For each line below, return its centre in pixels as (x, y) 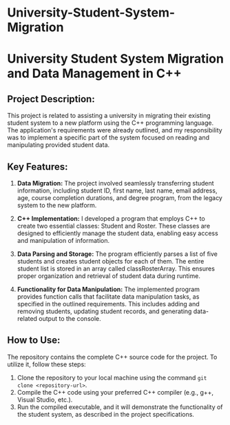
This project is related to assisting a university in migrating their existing (109, 116)
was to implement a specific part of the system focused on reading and (108, 138)
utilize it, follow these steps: (46, 364)
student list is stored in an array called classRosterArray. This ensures (116, 268)
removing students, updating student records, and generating (104, 311)
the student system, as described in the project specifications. (106, 414)
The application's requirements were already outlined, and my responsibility (115, 130)
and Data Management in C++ (95, 73)
